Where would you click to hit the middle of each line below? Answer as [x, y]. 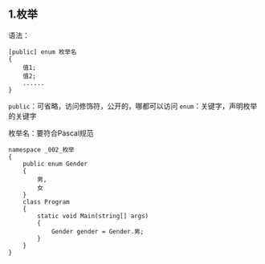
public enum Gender [55, 164]
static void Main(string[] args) [93, 216]
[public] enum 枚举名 [43, 52]
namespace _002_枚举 [41, 150]
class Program [46, 202]
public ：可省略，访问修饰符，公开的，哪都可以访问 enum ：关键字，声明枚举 [133, 106]
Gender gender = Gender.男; [98, 231]
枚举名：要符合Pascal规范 [51, 133]
